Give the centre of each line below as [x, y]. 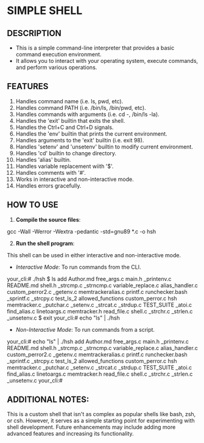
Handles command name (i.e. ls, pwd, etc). [69, 101]
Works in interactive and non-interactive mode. [75, 179]
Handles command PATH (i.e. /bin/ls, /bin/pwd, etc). [81, 108]
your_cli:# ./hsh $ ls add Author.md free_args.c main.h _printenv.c [89, 279]
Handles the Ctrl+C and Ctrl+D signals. [65, 127]
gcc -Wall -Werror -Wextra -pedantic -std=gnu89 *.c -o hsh [82, 231]
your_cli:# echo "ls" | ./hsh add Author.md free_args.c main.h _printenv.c [98, 341]
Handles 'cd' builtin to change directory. [66, 153]
